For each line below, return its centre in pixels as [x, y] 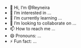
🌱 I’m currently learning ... [36, 18]
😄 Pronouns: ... [26, 36]
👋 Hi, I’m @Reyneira [30, 8]
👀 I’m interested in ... [30, 13]
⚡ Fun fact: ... [23, 41]
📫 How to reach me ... [32, 29]
